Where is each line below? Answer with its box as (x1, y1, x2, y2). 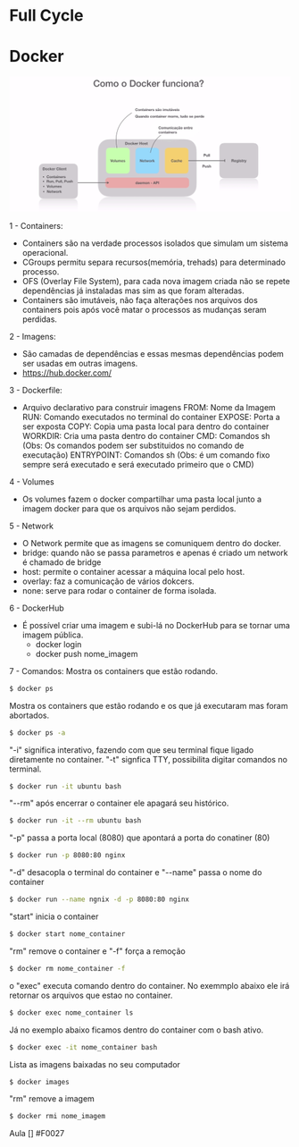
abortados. (9, 710, 50, 721)
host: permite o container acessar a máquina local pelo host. (21, 566, 245, 577)
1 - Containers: (9, 220, 63, 231)
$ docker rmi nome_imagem (9, 1112, 105, 1121)
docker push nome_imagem (35, 648, 138, 659)
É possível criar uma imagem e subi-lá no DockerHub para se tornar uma (21, 620, 290, 630)
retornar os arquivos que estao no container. (9, 990, 173, 1000)
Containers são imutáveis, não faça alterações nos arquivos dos (21, 294, 259, 305)
